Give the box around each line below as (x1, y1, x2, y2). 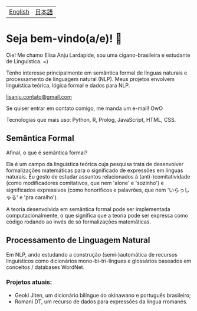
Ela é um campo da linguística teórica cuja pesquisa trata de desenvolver (6, 160, 184, 167)
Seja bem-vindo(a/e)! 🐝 (6, 32, 123, 46)
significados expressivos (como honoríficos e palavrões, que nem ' (6, 186, 169, 193)
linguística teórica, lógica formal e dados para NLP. (6, 82, 130, 89)
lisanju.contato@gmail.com (6, 93, 72, 100)
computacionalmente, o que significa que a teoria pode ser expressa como (6, 212, 189, 219)
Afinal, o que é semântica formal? (6, 149, 88, 156)
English (9, 8, 29, 15)
